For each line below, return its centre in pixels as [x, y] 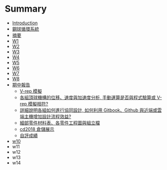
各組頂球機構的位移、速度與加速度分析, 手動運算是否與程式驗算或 [88, 97]
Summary [26, 9]
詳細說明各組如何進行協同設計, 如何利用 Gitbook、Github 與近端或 [89, 110]
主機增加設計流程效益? [48, 116]
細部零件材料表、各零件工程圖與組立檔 [60, 123]
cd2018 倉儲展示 [37, 129]
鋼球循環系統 [25, 29]
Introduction [25, 23]
